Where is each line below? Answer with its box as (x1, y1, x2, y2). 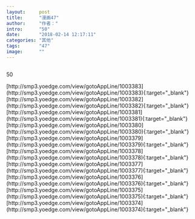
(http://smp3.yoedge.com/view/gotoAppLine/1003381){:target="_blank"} (6, 115, 188, 122)
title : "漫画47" (6, 15, 60, 21)
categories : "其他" (6, 37, 54, 43)
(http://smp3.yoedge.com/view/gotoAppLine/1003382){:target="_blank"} (6, 102, 190, 109)
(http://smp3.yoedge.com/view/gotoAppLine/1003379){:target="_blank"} (6, 141, 189, 148)
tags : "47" (6, 43, 50, 49)
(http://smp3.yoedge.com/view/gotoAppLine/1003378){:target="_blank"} (6, 154, 189, 161)
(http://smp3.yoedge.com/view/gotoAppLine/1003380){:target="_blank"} (6, 127, 190, 135)
